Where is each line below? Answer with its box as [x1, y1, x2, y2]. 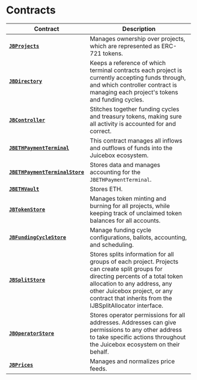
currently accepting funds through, [90, 73, 186, 82]
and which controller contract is [90, 80, 178, 89]
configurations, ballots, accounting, [90, 233, 187, 241]
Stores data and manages [90, 161, 161, 169]
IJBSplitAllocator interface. [90, 301, 164, 310]
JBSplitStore [9, 276, 46, 283]
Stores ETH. [90, 185, 123, 193]
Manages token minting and [90, 194, 167, 202]
